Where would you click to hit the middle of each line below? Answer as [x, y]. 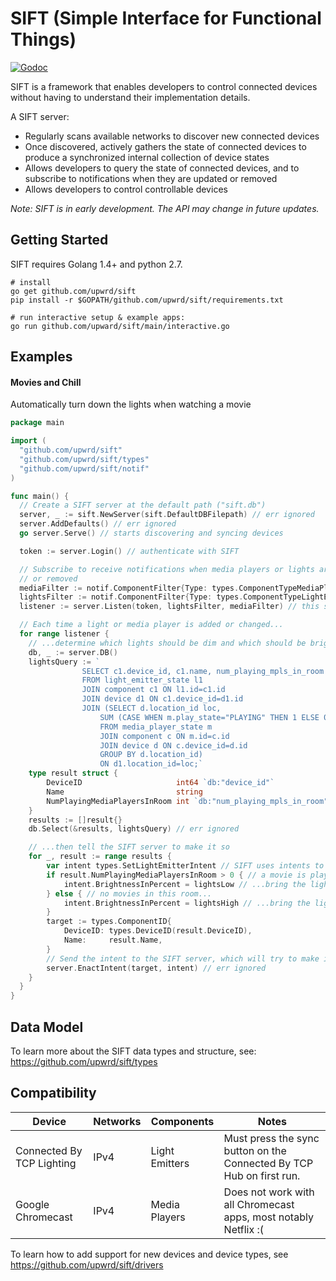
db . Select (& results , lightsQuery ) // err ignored [134, 829]
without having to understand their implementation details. [130, 97]
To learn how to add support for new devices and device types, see [149, 1254]
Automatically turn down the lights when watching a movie [131, 404]
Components [182, 1121]
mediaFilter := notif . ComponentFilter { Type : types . [129, 588]
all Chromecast [259, 1204]
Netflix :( [244, 1229]
